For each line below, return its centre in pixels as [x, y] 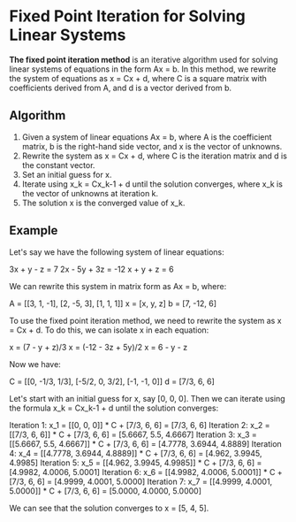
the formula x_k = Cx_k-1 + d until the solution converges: [114, 408]
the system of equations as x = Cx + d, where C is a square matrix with [138, 78]
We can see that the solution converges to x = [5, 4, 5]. [109, 508]
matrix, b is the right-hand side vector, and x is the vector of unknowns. [152, 146]
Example [34, 230]
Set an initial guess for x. [67, 174]
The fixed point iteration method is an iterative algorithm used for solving [144, 59]
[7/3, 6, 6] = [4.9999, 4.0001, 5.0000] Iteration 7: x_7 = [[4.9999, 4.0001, [141, 481]
